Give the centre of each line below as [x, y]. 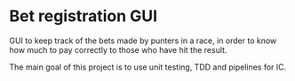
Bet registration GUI [84, 16]
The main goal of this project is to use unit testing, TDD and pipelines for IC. [148, 67]
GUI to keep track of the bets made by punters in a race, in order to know [143, 40]
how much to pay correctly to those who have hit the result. [118, 49]
